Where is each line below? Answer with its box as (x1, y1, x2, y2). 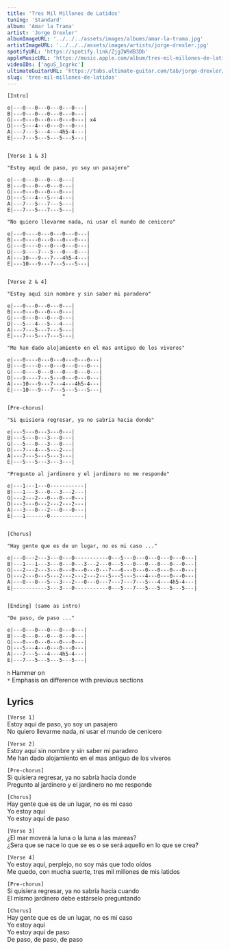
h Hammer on (7, 669, 45, 677)
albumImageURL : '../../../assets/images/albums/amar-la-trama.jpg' (7, 36, 204, 43)
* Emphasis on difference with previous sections (7, 676, 144, 685)
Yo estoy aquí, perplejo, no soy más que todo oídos (7, 860, 152, 868)
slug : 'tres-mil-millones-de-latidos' (7, 73, 118, 81)
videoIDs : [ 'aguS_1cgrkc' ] (7, 61, 84, 68)
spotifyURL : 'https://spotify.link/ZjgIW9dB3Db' (7, 49, 149, 56)
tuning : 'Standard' (7, 16, 63, 23)
